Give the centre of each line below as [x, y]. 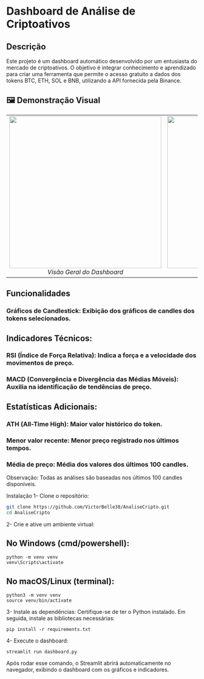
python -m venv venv [32, 557]
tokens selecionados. [39, 319]
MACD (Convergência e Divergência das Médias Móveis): [93, 380]
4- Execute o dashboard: [37, 641]
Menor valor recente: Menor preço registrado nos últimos [93, 440]
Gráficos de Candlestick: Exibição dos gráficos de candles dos [100, 311]
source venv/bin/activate [39, 601]
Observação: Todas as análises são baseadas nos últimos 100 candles [94, 477]
